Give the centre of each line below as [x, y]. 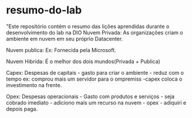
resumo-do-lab [44, 10]
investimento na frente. [34, 85]
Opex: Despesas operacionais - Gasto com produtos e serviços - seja [90, 96]
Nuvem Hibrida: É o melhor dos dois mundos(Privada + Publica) [83, 61]
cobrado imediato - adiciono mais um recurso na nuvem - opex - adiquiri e [96, 102]
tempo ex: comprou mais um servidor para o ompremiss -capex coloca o [94, 79]
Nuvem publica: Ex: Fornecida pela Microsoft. [61, 50]
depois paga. [22, 109]
